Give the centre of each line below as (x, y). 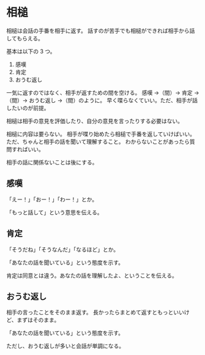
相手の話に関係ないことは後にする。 (52, 162)
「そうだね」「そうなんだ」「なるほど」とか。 (63, 249)
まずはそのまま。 (38, 320)
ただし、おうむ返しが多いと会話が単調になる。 (65, 346)
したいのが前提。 (28, 108)
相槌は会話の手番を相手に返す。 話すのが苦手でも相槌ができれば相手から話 (101, 31)
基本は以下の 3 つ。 (31, 51)
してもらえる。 (25, 38)
